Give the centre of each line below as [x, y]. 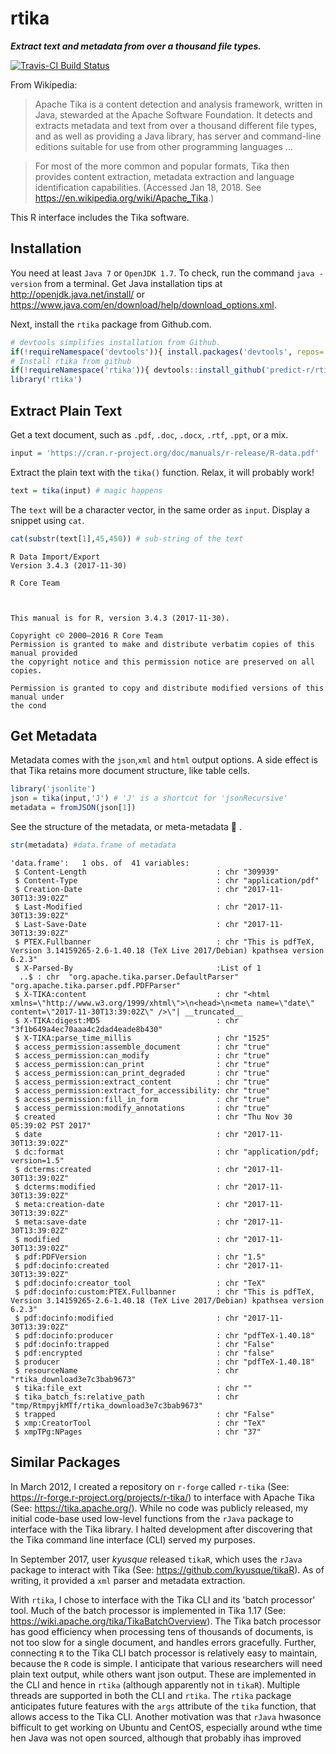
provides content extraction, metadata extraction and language [164, 176]
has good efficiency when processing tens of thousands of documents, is [162, 1631]
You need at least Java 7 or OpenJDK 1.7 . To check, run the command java [162, 273]
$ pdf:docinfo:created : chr [127, 1265]
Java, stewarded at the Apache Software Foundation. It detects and [173, 114]
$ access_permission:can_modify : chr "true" [142, 1055]
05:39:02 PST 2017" [51, 1125]
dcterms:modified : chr [131, 1187]
